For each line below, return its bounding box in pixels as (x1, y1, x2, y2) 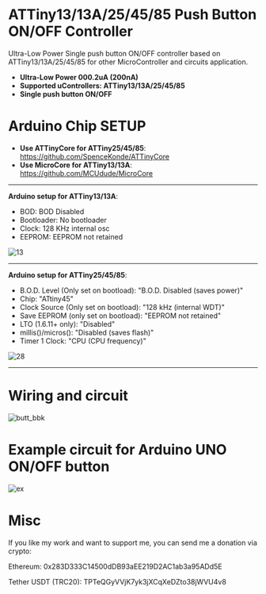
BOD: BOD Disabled (19, 206, 85, 216)
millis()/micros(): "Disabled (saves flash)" (19, 328, 154, 337)
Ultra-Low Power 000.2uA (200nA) (19, 72, 139, 82)
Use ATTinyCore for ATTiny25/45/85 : (19, 143, 146, 152)
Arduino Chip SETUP (8, 117, 146, 136)
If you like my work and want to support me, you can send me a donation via (8, 538, 257, 547)
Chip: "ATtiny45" (19, 293, 74, 303)
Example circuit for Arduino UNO (8, 441, 227, 458)
